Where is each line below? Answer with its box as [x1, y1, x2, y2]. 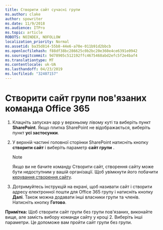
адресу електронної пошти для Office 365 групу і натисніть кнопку [12, 189, 154, 195]
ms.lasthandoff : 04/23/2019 [5, 67, 63, 72]
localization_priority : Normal [5, 39, 69, 44]
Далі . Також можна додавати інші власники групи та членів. [12, 194, 140, 200]
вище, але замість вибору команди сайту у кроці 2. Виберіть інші [5, 214, 143, 220]
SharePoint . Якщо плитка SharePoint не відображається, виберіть [12, 124, 151, 131]
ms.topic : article [5, 30, 43, 35]
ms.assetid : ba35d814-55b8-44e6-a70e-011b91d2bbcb [5, 44, 111, 49]
